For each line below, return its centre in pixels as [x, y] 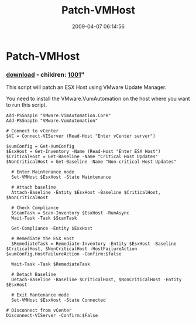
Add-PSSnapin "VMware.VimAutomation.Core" [59, 116]
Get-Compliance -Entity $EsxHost [52, 228]
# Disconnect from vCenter [39, 311]
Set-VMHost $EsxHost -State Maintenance [61, 177]
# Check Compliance [35, 208]
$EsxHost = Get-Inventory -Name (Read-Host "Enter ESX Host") [83, 152]
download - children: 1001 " [45, 74]
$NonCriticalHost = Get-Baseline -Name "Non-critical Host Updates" [91, 162]
